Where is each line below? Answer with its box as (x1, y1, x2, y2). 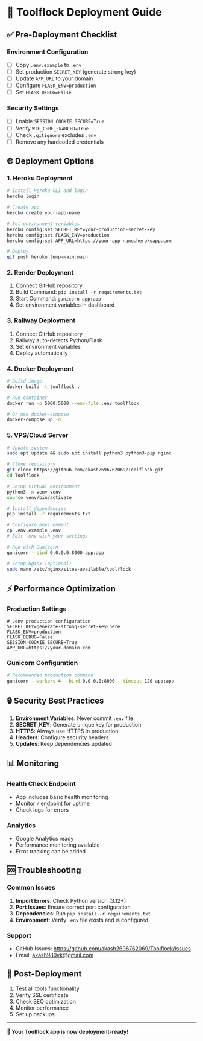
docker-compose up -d (7, 416, 61, 423)
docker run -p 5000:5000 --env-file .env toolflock (7, 400, 139, 406)
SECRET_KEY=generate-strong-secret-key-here (7, 624, 120, 630)
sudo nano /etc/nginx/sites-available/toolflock (7, 566, 131, 572)
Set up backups (15, 1010, 55, 1017)
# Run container (7, 395, 48, 401)
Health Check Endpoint (7, 780, 76, 788)
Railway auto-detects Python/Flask (15, 336, 102, 343)
